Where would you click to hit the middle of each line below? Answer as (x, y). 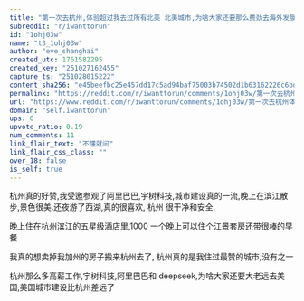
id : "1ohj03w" (36, 34)
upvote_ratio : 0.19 (46, 127)
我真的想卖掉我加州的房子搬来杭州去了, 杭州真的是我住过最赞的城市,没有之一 (152, 257)
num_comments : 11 (42, 136)
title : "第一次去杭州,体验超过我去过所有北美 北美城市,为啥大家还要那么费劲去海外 (146, 18)
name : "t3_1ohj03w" (46, 43)
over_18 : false (38, 160)
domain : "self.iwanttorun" (60, 110)
